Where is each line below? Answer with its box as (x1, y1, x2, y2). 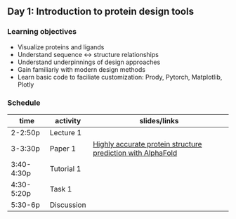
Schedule (7, 98, 41, 108)
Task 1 (49, 184, 72, 194)
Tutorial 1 (49, 163, 81, 173)
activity (55, 115, 81, 125)
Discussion (49, 200, 86, 210)
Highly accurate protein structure (93, 139, 202, 149)
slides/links (139, 115, 179, 125)
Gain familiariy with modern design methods (17, 65, 146, 73)
